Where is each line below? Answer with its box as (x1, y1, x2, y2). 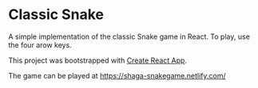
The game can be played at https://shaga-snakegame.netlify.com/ (8, 71, 226, 80)
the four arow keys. (8, 40, 72, 49)
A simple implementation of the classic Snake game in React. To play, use (8, 32, 250, 41)
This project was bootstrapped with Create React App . (8, 55, 188, 65)
